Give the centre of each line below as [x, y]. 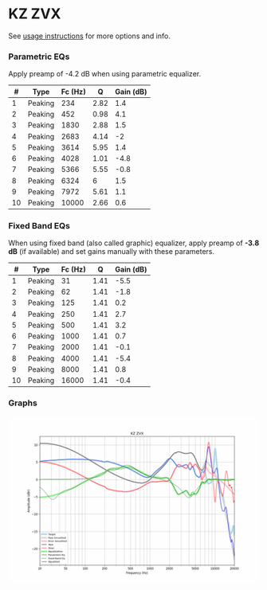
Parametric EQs [39, 57]
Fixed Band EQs [39, 225]
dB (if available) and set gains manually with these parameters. [112, 252]
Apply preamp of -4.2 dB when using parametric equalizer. [105, 74]
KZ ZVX [35, 14]
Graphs [23, 403]
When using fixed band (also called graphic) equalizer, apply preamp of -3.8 [134, 243]
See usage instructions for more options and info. [90, 36]
